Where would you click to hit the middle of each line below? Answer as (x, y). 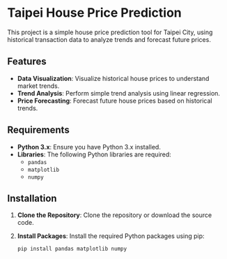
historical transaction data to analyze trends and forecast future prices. (109, 39)
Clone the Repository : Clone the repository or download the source (115, 215)
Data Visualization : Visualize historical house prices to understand (113, 78)
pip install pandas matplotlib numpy (72, 249)
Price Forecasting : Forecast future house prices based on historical (115, 101)
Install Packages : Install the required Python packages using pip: (111, 236)
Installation (32, 198)
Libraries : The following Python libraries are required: (94, 154)
